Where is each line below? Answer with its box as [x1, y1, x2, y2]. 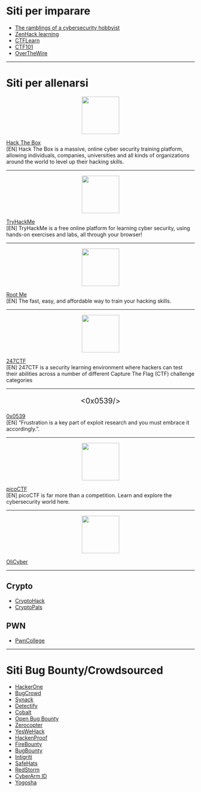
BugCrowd [14, 689, 42, 697]
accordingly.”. [6, 425, 40, 432]
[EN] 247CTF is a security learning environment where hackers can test [6, 363, 183, 370]
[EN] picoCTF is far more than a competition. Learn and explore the [6, 491, 172, 499]
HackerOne [14, 683, 44, 691]
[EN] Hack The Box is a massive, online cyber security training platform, [6, 145, 184, 153]
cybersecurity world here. [6, 498, 70, 505]
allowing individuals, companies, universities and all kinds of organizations [6, 151, 190, 159]
